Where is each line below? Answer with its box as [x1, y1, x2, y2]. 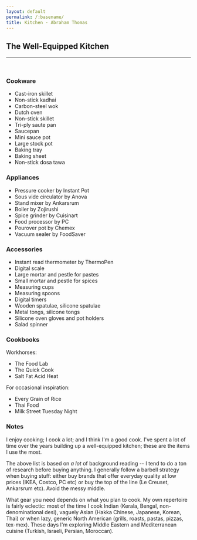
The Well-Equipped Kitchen [6, 41, 110, 51]
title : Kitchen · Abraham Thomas [6, 19, 88, 25]
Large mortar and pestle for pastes [14, 271, 99, 278]
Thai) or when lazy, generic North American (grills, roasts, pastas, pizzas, [6, 515, 184, 522]
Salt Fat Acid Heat [14, 373, 59, 380]
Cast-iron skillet [14, 90, 53, 97]
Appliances [6, 174, 39, 182]
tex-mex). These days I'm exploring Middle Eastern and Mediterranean [6, 521, 177, 528]
